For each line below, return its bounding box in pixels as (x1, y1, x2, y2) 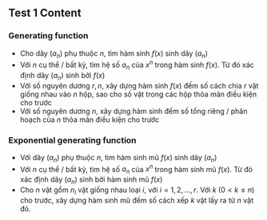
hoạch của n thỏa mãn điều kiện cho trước (19, 115, 160, 124)
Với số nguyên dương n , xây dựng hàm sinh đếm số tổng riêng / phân (19, 106, 248, 116)
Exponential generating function (8, 135, 137, 146)
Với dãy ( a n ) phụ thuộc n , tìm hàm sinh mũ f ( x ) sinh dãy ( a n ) (19, 153, 217, 164)
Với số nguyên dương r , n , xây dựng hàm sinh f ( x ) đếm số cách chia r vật (19, 81, 259, 90)
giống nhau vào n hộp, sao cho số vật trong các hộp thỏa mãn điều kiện (19, 89, 257, 99)
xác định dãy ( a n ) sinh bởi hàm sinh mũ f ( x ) (19, 175, 163, 187)
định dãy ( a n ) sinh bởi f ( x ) (19, 70, 106, 82)
